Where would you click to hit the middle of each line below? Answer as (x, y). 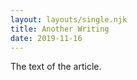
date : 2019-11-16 (46, 38)
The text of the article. (56, 67)
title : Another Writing (60, 29)
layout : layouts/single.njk (69, 19)
